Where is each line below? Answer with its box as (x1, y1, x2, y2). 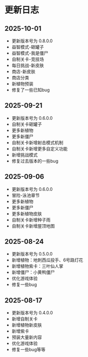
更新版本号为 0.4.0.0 (11, 310, 53, 316)
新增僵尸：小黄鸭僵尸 (11, 269, 55, 275)
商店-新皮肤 (11, 69, 36, 74)
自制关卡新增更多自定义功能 (11, 146, 68, 152)
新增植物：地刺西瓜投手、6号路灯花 (11, 257, 84, 263)
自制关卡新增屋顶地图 (11, 223, 55, 229)
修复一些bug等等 (11, 347, 46, 353)
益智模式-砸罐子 (11, 44, 44, 50)
